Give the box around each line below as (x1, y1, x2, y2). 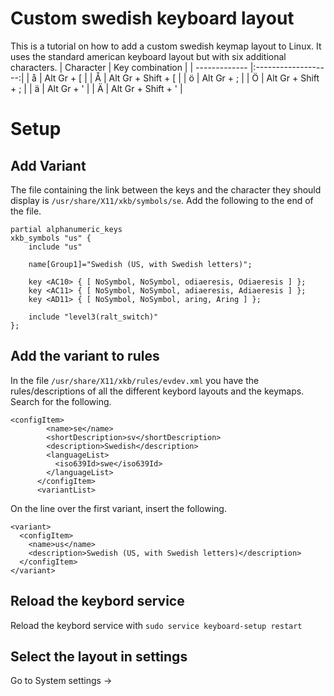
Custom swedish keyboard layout (10, 7, 295, 30)
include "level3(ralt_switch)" (28, 312, 159, 322)
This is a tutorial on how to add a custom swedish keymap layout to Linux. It (10, 40, 322, 52)
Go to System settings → (10, 675, 113, 687)
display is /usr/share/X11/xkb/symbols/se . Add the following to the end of (10, 194, 314, 206)
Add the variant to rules (10, 348, 160, 365)
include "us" (28, 242, 83, 252)
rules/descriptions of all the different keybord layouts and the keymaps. (10, 385, 305, 397)
